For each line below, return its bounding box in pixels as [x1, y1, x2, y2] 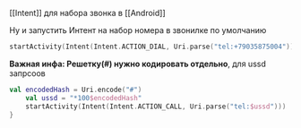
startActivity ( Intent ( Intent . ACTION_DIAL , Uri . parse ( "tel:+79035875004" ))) [9, 42, 298, 51]
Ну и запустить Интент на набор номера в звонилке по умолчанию [9, 25, 267, 35]
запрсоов [9, 67, 47, 79]
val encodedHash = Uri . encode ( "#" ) [9, 85, 142, 94]
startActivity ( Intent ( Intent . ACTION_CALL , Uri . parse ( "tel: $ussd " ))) [25, 102, 287, 111]
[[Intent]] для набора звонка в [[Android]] [9, 8, 166, 18]
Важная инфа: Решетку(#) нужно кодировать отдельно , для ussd [9, 58, 266, 69]
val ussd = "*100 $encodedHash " [25, 93, 142, 102]
